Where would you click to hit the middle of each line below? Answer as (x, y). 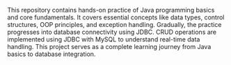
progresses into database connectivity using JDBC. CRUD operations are (112, 32)
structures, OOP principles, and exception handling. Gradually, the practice (114, 25)
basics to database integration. (51, 54)
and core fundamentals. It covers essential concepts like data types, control (116, 17)
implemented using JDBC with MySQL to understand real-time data (104, 39)
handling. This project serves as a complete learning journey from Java (109, 47)
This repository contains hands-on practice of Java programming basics (111, 10)
